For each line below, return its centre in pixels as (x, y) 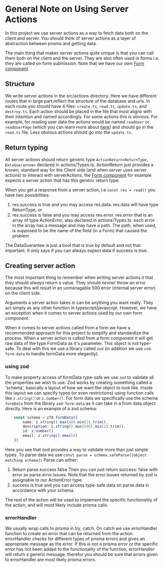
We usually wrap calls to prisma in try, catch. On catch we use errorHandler (81, 528)
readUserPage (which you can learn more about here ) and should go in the (79, 127)
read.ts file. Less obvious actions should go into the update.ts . (69, 132)
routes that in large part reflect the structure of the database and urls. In (78, 101)
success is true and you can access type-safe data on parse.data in (81, 485)
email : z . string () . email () (50, 436)
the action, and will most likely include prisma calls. (57, 505)
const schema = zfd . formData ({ (46, 418)
